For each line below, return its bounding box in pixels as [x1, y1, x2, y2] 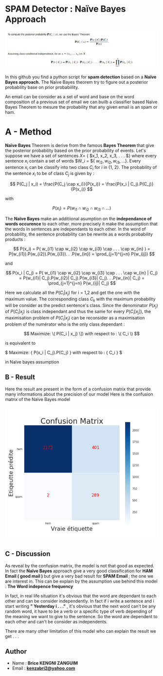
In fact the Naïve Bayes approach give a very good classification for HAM [5, 568, 153, 574]
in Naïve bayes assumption [5, 359, 59, 365]
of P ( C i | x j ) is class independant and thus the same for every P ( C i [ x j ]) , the [5, 309, 151, 316]
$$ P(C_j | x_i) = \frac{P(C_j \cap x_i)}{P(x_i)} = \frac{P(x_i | [10, 181, 130, 187]
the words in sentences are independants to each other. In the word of [5, 226, 146, 232]
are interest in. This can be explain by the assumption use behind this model [5, 578, 158, 584]
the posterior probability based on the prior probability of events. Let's [5, 147, 146, 153]
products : [5, 236, 26, 242]
